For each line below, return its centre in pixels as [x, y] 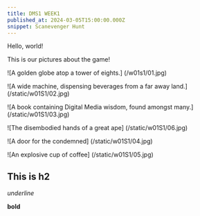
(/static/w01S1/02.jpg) [38, 93]
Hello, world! [25, 46]
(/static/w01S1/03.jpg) [38, 114]
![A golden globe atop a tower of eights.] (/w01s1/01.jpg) [87, 73]
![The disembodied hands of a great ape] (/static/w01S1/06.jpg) [98, 128]
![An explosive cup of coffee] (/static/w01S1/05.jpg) [80, 155]
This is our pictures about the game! [59, 60]
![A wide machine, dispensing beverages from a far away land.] [98, 87]
